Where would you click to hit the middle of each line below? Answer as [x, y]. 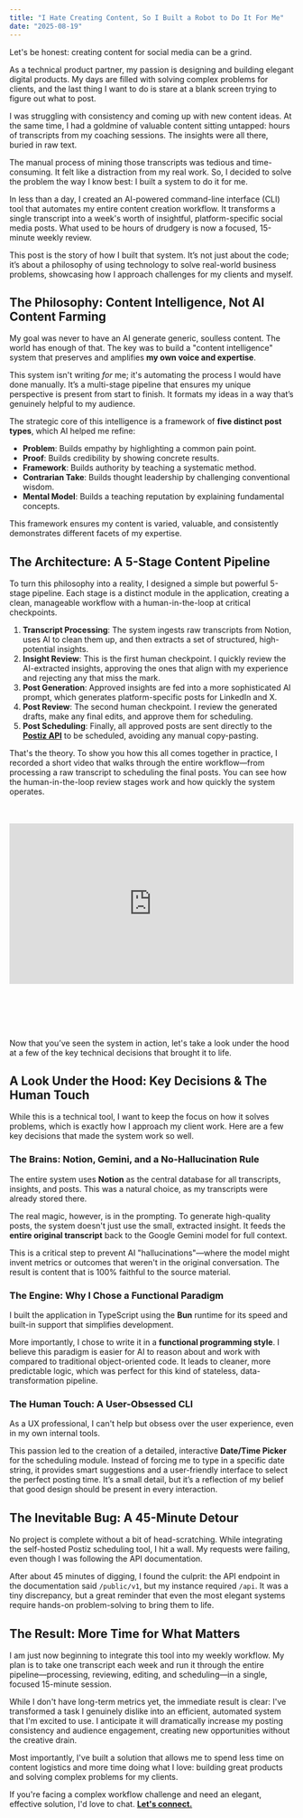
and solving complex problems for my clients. [94, 1776]
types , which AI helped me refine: [73, 431]
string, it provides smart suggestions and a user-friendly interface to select [149, 1470]
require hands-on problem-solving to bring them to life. [112, 1605]
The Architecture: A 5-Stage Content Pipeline [140, 562]
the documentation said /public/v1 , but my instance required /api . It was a [149, 1586]
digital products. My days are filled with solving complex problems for [139, 79]
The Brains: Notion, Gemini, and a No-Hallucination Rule [134, 1160]
